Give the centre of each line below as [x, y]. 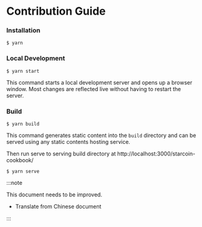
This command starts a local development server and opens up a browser [99, 82]
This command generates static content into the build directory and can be [101, 135]
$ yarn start [23, 71]
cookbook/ [20, 160]
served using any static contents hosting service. [68, 142]
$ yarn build [23, 124]
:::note [14, 183]
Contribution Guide [56, 11]
